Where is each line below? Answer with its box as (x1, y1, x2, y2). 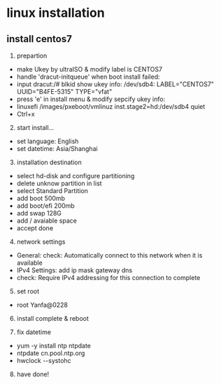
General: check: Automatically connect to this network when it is (16, 251, 203, 259)
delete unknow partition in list (16, 179, 102, 187)
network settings (16, 237, 66, 246)
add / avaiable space (16, 216, 78, 225)
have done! (16, 370, 50, 378)
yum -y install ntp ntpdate (16, 342, 92, 350)
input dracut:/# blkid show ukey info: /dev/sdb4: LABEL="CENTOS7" (16, 80, 215, 88)
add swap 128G (16, 209, 62, 217)
